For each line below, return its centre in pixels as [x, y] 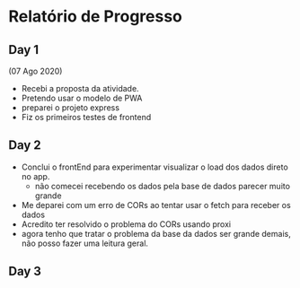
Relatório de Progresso [96, 17]
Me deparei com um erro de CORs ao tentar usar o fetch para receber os [156, 205]
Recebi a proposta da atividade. [80, 88]
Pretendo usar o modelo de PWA [82, 98]
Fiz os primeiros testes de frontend [86, 117]
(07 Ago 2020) [35, 71]
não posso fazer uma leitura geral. [85, 243]
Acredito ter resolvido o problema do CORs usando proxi [126, 224]
